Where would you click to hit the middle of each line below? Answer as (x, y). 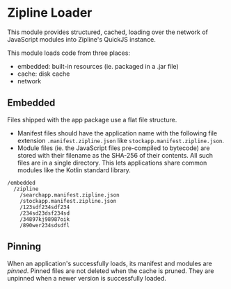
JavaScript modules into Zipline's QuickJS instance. (82, 39)
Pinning (24, 247)
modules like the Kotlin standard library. (74, 170)
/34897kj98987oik (45, 219)
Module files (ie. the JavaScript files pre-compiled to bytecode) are (113, 148)
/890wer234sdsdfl (45, 225)
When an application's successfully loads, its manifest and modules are (110, 263)
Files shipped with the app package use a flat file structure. (92, 119)
